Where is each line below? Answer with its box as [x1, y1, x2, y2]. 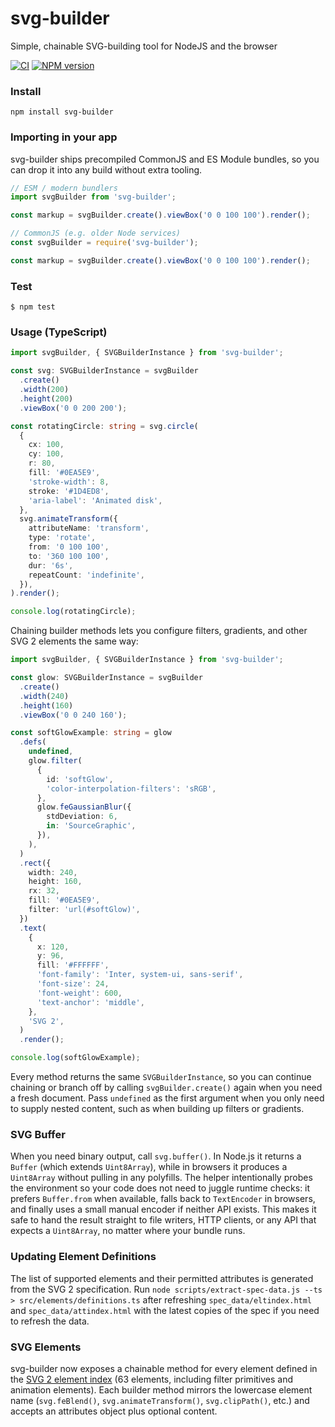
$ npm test [10, 302, 56, 312]
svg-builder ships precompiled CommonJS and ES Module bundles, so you [10, 153, 320, 165]
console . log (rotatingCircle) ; [10, 607, 137, 617]
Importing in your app [10, 130, 118, 144]
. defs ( [19, 737, 47, 747]
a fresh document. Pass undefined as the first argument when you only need [10, 1092, 325, 1104]
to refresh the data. [10, 1315, 90, 1327]
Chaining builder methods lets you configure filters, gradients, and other [10, 625, 308, 637]
